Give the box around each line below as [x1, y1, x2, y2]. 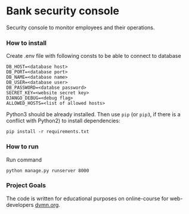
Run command [6, 156, 42, 163]
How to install [6, 39, 47, 47]
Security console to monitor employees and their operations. [6, 24, 155, 31]
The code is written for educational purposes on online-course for [6, 195, 169, 202]
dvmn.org [35, 201, 59, 208]
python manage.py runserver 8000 [6, 168, 89, 173]
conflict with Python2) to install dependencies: [6, 117, 120, 125]
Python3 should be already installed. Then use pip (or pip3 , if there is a [6, 111, 181, 118]
